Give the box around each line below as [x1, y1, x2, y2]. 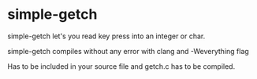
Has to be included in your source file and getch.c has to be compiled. [7, 61, 236, 71]
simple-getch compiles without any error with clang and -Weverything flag [7, 46, 249, 56]
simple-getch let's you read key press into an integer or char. [7, 31, 206, 41]
